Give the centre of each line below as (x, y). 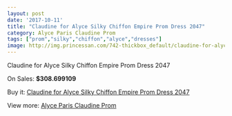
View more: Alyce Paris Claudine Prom (62, 105)
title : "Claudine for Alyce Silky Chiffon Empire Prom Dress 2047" (106, 26)
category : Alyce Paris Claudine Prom (61, 33)
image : (17, 46)
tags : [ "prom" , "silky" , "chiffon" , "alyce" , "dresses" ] (85, 39)
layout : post (26, 13)
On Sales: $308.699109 (42, 79)
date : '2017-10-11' (35, 20)
